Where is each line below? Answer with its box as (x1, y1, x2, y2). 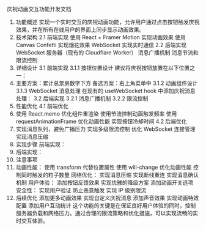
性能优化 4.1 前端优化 (15, 103, 69, 109)
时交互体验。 (15, 217, 48, 224)
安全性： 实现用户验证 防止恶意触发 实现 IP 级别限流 (15, 187, 147, 194)
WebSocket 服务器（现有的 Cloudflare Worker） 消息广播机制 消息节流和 (15, 49, 199, 56)
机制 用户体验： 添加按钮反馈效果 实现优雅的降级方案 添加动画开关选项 (15, 179, 194, 186)
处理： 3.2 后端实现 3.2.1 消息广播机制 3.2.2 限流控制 (15, 95, 149, 102)
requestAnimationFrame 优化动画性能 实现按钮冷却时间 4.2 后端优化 (15, 118, 187, 125)
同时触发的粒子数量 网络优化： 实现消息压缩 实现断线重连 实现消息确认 (21, 171, 199, 179)
